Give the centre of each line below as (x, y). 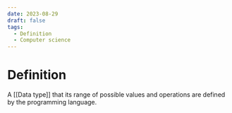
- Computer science (42, 40)
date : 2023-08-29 (33, 14)
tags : (15, 27)
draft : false (26, 20)
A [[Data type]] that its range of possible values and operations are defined (116, 95)
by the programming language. (52, 102)
